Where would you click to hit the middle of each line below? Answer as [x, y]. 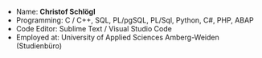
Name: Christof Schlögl [55, 12]
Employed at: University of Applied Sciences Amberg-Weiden [117, 37]
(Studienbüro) [39, 46]
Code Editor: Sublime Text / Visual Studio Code [94, 29]
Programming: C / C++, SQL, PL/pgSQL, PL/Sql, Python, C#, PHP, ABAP [135, 20]
